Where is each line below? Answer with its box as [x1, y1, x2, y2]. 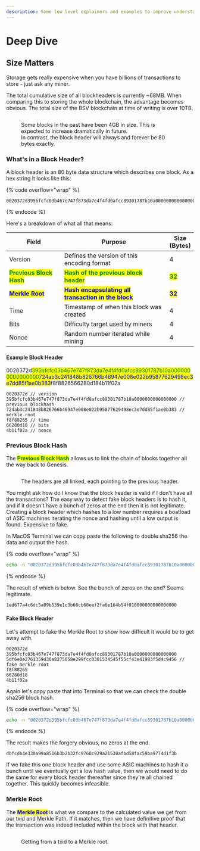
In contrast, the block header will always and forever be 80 [21, 133, 165, 141]
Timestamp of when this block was [64, 303, 162, 311]
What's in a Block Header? [6, 155, 85, 163]
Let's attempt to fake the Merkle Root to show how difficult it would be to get [6, 628, 195, 635]
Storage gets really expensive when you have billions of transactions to [6, 74, 181, 81]
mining [64, 337, 83, 345]
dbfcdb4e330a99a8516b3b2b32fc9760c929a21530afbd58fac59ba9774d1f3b [6, 751, 177, 757]
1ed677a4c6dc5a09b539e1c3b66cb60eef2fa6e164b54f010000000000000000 [6, 602, 177, 608]
